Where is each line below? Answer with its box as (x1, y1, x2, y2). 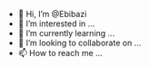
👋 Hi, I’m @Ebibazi (17, 9, 87, 19)
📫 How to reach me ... (17, 48, 103, 58)
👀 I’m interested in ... (17, 18, 95, 29)
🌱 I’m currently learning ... (17, 28, 115, 38)
